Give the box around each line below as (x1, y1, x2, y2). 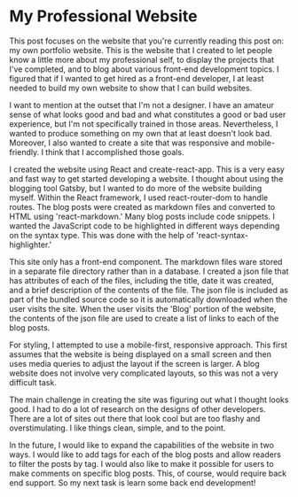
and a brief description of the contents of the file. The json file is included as (9, 284, 288, 295)
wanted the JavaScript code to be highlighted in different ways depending (9, 220, 280, 231)
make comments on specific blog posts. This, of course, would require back (9, 468, 287, 478)
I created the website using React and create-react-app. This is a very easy (9, 164, 286, 175)
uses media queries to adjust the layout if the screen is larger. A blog (9, 358, 260, 369)
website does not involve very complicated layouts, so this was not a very (9, 368, 278, 378)
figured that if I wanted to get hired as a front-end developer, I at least (9, 73, 264, 83)
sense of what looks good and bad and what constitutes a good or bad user (9, 109, 286, 120)
